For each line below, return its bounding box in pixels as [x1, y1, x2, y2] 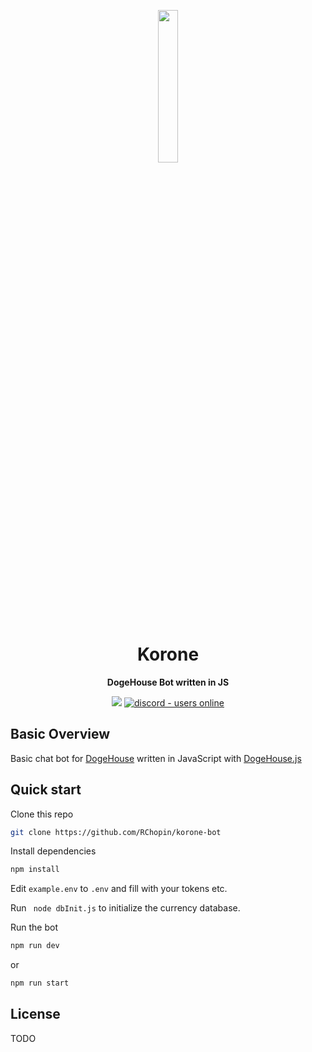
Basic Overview [10, 726, 111, 743]
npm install [10, 865, 60, 875]
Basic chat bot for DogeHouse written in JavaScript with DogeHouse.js [10, 752, 302, 764]
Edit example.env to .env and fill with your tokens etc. [10, 883, 228, 895]
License [10, 1006, 61, 1023]
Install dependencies [10, 845, 97, 857]
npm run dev [10, 941, 60, 951]
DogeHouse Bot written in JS [106, 676, 230, 688]
